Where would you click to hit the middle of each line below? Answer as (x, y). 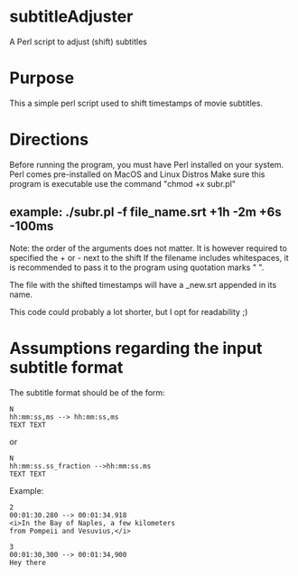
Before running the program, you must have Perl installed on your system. (147, 164)
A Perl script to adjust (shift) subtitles (78, 42)
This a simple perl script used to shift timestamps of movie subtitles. (136, 103)
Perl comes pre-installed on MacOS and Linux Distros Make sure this (137, 174)
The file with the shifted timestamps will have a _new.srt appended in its (143, 284)
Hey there (28, 562)
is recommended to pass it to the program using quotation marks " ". (137, 267)
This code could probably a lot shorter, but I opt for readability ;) (129, 311)
